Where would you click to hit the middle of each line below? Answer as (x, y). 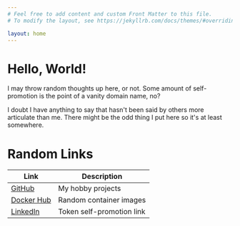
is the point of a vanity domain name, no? (100, 96)
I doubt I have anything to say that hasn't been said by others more (106, 110)
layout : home (27, 34)
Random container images (102, 200)
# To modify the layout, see (51, 21)
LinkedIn (25, 212)
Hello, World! (47, 69)
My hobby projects (90, 188)
